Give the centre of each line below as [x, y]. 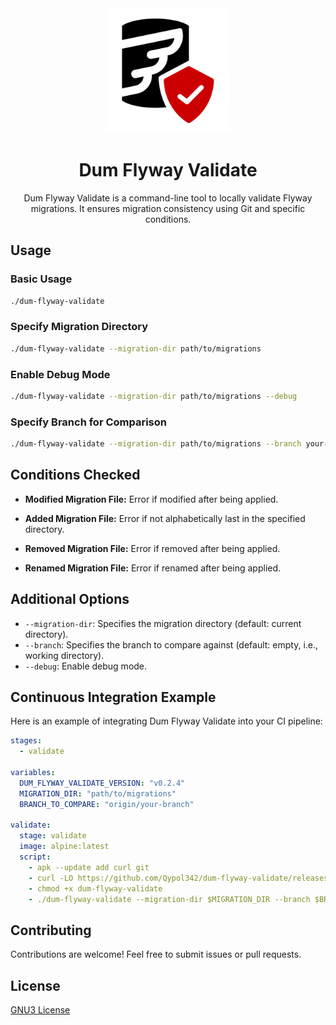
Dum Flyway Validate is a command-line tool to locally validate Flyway [168, 198]
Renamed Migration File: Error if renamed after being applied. [153, 568]
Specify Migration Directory [79, 327]
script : [35, 857]
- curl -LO [51, 878]
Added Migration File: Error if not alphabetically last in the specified [165, 518]
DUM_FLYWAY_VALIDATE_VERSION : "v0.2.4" [102, 783]
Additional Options [70, 599]
